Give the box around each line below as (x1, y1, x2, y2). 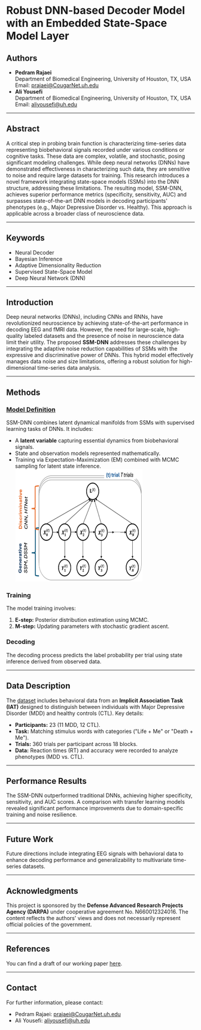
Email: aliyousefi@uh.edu (14, 101, 78, 108)
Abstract (6, 124, 40, 134)
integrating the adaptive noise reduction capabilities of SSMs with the (6, 345, 178, 352)
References (6, 944, 50, 954)
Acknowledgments (6, 886, 79, 896)
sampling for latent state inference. (14, 463, 102, 470)
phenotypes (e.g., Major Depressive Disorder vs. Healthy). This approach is (6, 203, 193, 211)
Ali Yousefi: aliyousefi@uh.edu (14, 1017, 90, 1024)
